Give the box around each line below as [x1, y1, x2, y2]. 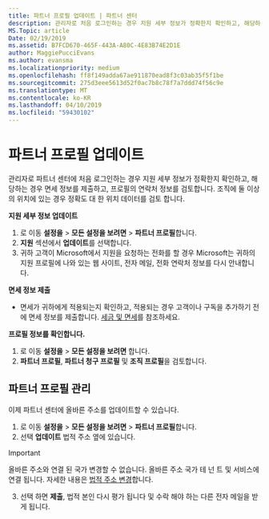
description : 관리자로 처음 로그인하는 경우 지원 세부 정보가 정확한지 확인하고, [8, 19, 241, 27]
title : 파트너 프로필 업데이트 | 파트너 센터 [8, 11, 138, 20]
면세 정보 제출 [8, 285, 50, 294]
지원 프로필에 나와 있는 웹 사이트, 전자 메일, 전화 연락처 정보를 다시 [19, 257, 227, 267]
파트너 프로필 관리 [8, 382, 91, 395]
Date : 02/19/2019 [8, 34, 66, 43]
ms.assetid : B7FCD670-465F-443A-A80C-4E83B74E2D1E [8, 42, 181, 50]
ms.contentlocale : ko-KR [8, 94, 91, 102]
